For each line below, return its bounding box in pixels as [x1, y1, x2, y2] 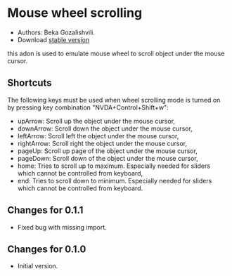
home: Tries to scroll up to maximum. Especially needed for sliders [17, 162, 211, 170]
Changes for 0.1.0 [7, 243, 86, 255]
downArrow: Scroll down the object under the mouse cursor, [17, 124, 193, 133]
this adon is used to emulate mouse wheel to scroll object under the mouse [7, 49, 225, 58]
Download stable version [17, 35, 90, 44]
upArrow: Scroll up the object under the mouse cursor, [17, 117, 176, 125]
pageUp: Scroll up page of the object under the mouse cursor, [17, 146, 198, 155]
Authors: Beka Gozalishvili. [17, 28, 95, 37]
